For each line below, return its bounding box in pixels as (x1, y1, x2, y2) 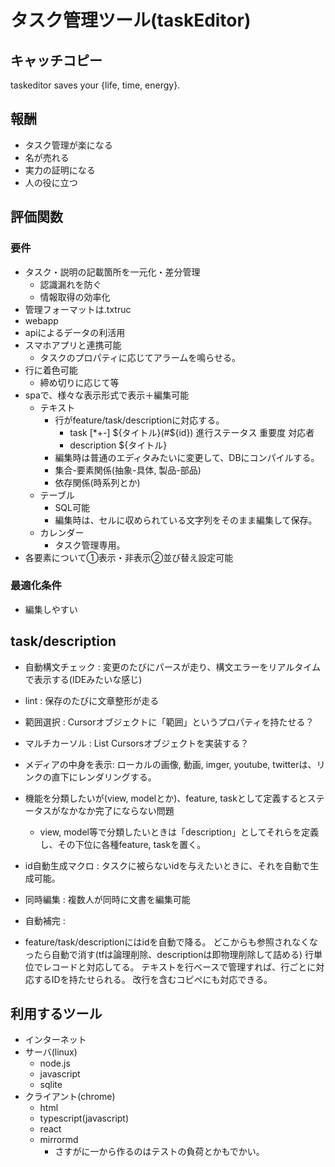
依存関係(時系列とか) (54, 476, 141, 488)
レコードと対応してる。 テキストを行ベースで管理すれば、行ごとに (42, 961, 317, 973)
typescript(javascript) (39, 1112, 130, 1125)
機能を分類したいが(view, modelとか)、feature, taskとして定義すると (24, 792, 308, 804)
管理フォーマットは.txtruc (24, 303, 132, 315)
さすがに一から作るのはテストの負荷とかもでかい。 (54, 1146, 265, 1158)
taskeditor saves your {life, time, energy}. (10, 79, 181, 91)
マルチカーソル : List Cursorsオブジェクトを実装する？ (24, 737, 250, 749)
